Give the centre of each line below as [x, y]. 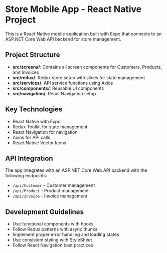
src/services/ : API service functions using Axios [63, 83]
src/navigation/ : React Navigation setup [54, 93]
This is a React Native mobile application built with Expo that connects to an [83, 34]
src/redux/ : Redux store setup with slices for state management [79, 77]
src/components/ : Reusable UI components [58, 88]
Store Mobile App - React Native [73, 9]
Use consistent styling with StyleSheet [52, 240]
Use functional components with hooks [53, 224]
